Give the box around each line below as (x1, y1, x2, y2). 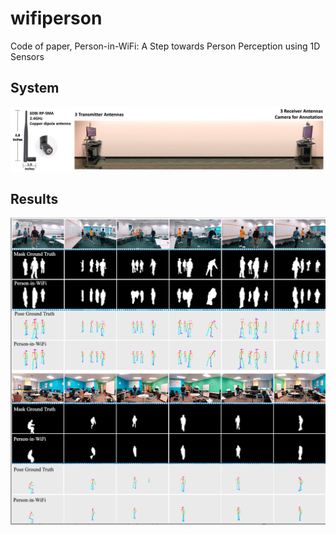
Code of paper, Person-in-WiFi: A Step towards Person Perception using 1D (10, 40, 321, 52)
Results (10, 191, 59, 207)
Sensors (10, 50, 45, 62)
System (10, 80, 60, 97)
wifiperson (10, 7, 103, 30)
